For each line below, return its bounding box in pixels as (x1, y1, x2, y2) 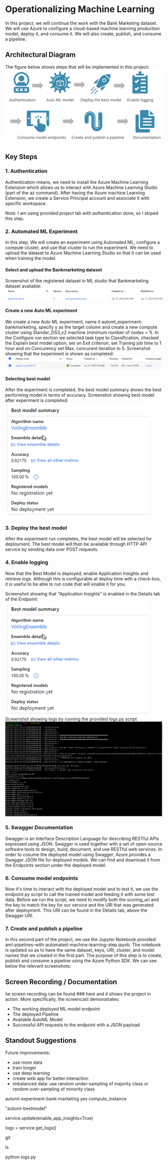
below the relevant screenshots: (5, 963, 71, 969)
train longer (12, 1064, 36, 1070)
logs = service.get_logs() (5, 1124, 56, 1130)
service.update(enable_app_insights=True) (5, 1115, 93, 1121)
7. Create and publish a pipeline (5, 925, 83, 932)
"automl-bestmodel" (5, 1105, 47, 1111)
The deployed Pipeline (12, 1011, 59, 1017)
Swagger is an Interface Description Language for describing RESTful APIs (5, 835, 159, 841)
